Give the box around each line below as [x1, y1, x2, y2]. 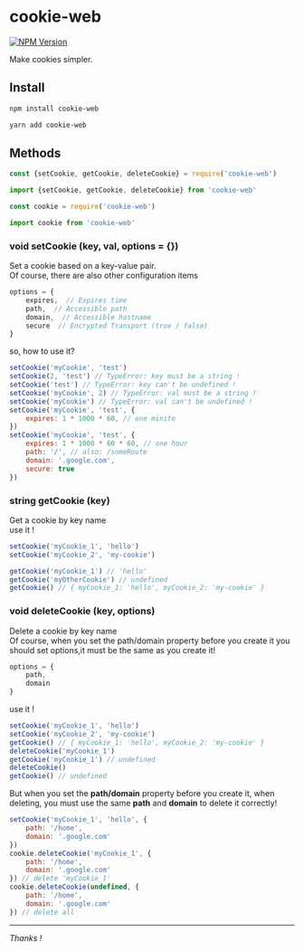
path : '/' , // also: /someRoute [25, 448, 147, 457]
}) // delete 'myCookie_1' [9, 874, 111, 883]
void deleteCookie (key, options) [9, 604, 156, 617]
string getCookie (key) [9, 494, 110, 507]
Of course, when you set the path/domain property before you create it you [9, 635, 290, 646]
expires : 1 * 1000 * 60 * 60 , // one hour [25, 439, 188, 449]
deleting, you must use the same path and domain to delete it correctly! [9, 798, 278, 809]
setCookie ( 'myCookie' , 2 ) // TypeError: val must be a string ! [9, 388, 257, 397]
